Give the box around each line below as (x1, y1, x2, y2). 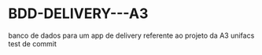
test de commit (8, 38, 57, 48)
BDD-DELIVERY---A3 (8, 5, 149, 23)
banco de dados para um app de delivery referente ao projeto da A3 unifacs (8, 31, 255, 40)
